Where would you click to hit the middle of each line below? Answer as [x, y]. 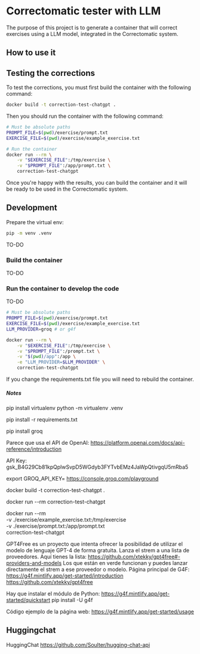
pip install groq [24, 431]
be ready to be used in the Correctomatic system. [67, 189]
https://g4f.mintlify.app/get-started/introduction [65, 576]
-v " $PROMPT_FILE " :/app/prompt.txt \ [64, 166]
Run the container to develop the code [63, 288]
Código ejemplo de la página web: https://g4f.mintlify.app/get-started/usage [100, 612]
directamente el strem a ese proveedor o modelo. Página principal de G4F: [98, 570]
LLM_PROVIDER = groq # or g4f [41, 329]
